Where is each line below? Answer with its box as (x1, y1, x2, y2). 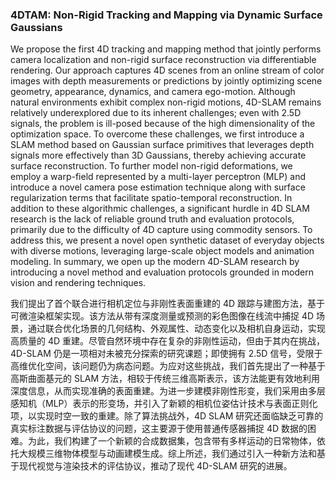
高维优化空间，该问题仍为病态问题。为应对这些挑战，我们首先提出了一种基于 (10, 360, 326, 372)
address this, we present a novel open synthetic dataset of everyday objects (10, 234, 325, 247)
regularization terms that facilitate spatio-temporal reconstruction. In (10, 192, 293, 204)
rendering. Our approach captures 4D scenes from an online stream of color (10, 64, 325, 77)
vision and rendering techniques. (10, 277, 147, 289)
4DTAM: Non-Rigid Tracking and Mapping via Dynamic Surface (10, 8, 323, 22)
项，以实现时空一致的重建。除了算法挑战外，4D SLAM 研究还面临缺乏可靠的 (10, 410, 324, 422)
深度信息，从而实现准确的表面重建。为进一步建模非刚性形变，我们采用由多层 (10, 385, 326, 397)
